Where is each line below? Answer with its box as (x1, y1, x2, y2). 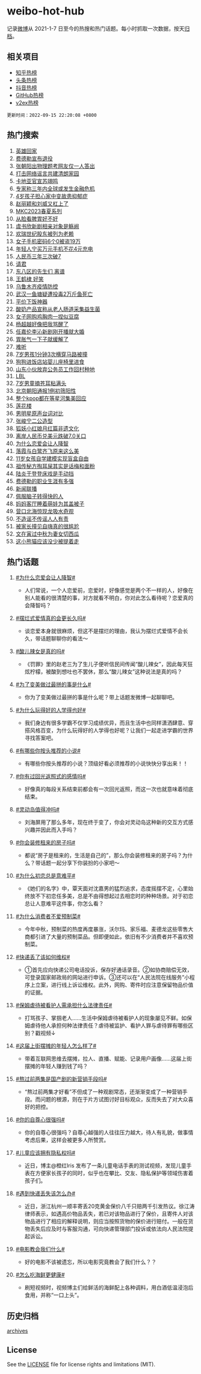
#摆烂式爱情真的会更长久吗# (15, 614, 86, 622)
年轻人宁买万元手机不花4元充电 (15, 245, 93, 252)
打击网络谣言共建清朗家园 (15, 170, 79, 177)
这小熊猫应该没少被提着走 (15, 537, 79, 545)
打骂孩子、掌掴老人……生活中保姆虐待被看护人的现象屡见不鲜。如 (24, 1014, 187, 1022)
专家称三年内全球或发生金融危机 (15, 185, 95, 192)
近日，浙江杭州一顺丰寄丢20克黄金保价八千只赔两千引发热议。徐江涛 (24, 1203, 195, 1210)
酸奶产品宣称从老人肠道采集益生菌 (15, 305, 100, 313)
